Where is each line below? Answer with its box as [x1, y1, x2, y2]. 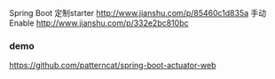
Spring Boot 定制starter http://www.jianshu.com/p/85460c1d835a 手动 [9, 8, 267, 18]
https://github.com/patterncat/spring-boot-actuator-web [9, 60, 216, 71]
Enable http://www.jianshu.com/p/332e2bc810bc [9, 18, 189, 28]
